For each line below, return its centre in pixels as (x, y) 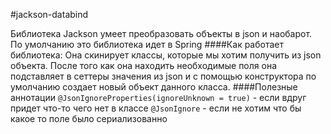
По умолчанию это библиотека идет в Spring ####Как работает (147, 44)
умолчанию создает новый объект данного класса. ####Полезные (154, 87)
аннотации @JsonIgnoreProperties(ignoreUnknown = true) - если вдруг (158, 97)
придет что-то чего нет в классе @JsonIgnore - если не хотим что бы (156, 108)
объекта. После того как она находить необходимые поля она (143, 65)
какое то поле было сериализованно (89, 118)
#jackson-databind (49, 14)
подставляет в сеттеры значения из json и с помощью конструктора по (163, 76)
